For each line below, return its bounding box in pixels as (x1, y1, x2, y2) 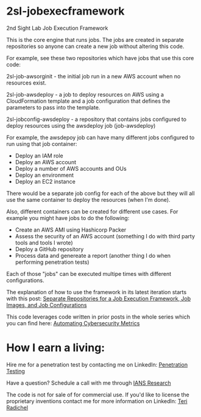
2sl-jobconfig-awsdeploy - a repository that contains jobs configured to (6, 115, 187, 123)
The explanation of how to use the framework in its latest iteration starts (6, 288, 187, 295)
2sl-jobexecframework (6, 4, 125, 18)
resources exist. (6, 79, 47, 86)
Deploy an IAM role (15, 152, 64, 159)
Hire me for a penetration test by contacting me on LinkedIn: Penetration (6, 360, 188, 368)
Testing (6, 367, 26, 374)
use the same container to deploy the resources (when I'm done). (6, 196, 171, 203)
